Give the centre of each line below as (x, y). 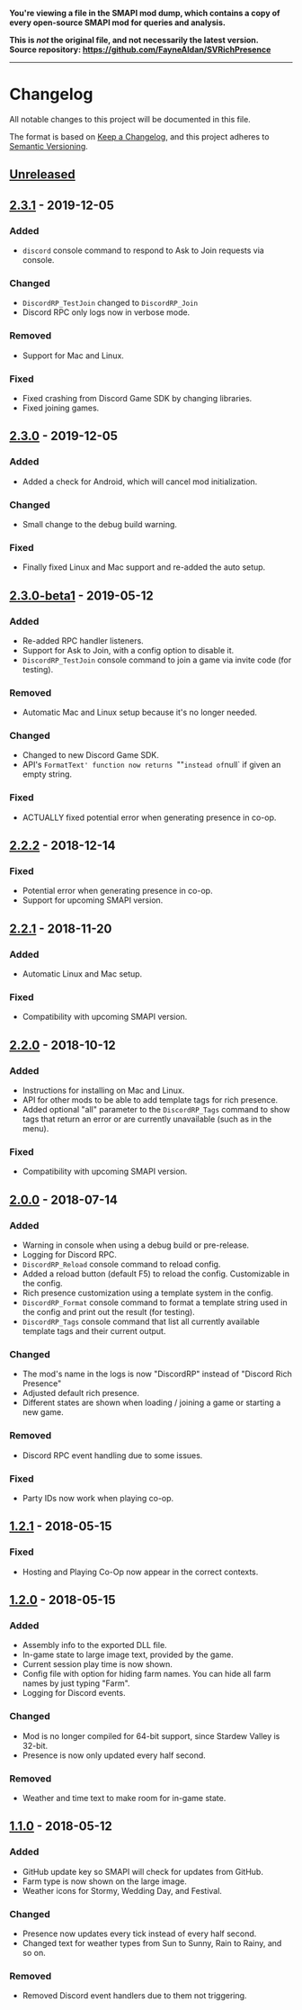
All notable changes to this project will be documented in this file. (130, 119)
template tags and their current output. (94, 1331)
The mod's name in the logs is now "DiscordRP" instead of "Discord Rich (157, 1374)
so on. (34, 1952)
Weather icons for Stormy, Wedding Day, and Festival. (122, 1890)
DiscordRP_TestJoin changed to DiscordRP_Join (110, 303)
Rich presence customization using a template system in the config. (148, 1293)
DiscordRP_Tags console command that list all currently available (141, 1321)
